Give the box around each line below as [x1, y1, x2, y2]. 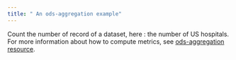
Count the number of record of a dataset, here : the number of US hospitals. [7, 30, 229, 38]
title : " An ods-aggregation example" [7, 10, 122, 18]
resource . [7, 44, 35, 53]
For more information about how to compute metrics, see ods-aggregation [7, 37, 225, 46]
